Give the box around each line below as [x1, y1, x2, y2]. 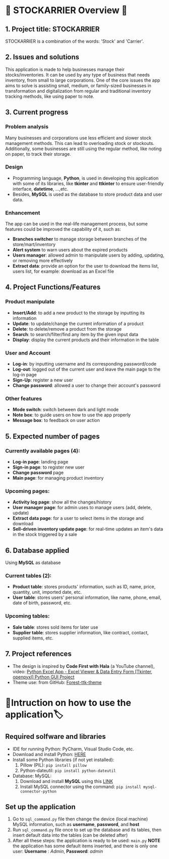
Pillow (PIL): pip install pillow [20, 762, 87, 768]
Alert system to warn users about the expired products [12, 247, 128, 253]
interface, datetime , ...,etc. [12, 186, 69, 192]
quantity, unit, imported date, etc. [12, 589, 82, 595]
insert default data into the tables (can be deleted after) [12, 832, 128, 838]
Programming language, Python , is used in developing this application [12, 175, 159, 181]
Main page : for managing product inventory [12, 475, 104, 481]
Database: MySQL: [12, 773, 52, 779]
